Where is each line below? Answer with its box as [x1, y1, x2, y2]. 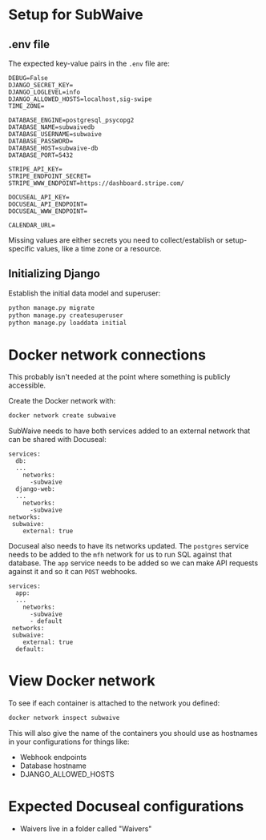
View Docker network [8, 672, 156, 690]
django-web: [15, 485, 56, 493]
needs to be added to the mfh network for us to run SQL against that [8, 550, 232, 560]
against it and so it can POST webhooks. [8, 567, 138, 577]
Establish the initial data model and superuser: [8, 288, 161, 298]
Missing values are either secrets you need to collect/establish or [8, 235, 224, 245]
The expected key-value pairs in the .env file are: [8, 58, 171, 68]
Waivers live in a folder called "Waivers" [19, 824, 152, 834]
